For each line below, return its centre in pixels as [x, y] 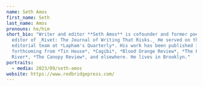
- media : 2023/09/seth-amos [47, 68]
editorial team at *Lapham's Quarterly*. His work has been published [102, 46]
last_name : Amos [27, 23]
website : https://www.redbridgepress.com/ [60, 74]
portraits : [20, 62]
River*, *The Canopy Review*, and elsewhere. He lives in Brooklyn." [101, 57]
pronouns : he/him [28, 29]
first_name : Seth [28, 18]
